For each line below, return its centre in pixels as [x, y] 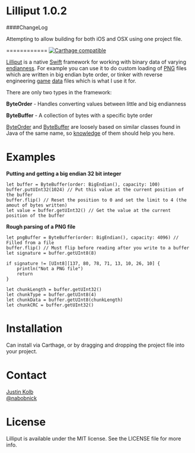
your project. [22, 351]
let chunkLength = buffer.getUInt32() [54, 289]
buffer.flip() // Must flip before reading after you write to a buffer [98, 248]
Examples [31, 157]
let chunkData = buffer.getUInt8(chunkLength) [65, 300]
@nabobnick [22, 398]
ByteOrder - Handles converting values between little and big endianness [96, 104]
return [25, 274]
